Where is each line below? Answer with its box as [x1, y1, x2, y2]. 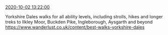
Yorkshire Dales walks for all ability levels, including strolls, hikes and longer [5, 14, 163, 19]
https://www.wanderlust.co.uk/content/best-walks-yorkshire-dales [5, 24, 145, 30]
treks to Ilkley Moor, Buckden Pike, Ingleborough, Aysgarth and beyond [5, 19, 153, 25]
